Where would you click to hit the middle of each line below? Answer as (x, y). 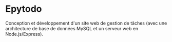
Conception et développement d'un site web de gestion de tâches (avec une (86, 23)
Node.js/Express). (24, 34)
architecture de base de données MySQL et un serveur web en (72, 28)
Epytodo (24, 9)
